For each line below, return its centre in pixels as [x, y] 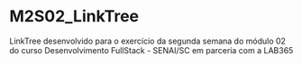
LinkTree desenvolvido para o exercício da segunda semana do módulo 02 [148, 41]
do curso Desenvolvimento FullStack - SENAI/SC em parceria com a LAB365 [151, 50]
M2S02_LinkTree [74, 16]
